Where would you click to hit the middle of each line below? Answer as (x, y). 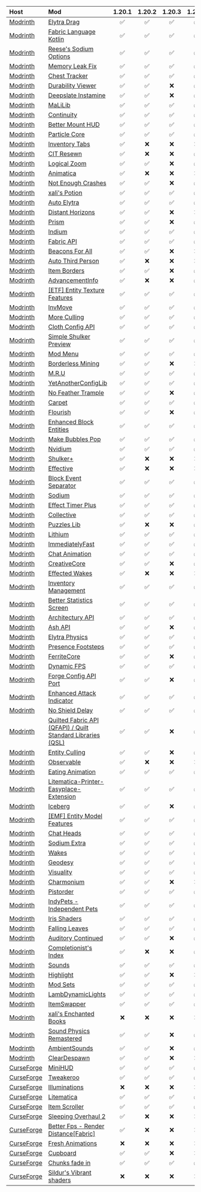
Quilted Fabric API (74, 720)
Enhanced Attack (72, 693)
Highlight (61, 975)
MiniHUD (61, 1068)
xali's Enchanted (71, 1014)
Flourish (60, 412)
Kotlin (56, 39)
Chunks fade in (69, 1163)
